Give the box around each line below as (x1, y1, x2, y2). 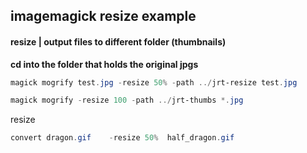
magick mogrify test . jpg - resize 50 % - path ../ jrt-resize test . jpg (10, 77, 298, 88)
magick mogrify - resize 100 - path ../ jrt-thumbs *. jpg (10, 95, 244, 106)
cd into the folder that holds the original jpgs (10, 58, 199, 70)
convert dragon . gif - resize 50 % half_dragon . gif (10, 133, 235, 143)
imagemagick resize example (10, 8, 197, 25)
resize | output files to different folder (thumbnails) (10, 35, 227, 48)
